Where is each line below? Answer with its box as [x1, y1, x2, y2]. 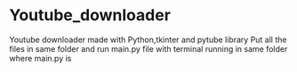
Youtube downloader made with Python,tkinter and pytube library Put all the [9, 34, 287, 45]
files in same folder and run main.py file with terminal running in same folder [9, 43, 288, 54]
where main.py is [9, 53, 72, 63]
